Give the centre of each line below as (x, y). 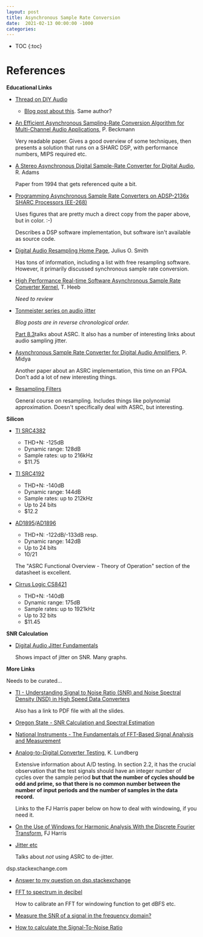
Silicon (15, 419)
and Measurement (38, 741)
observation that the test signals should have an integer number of (98, 771)
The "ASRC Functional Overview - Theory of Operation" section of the (102, 566)
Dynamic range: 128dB (52, 449)
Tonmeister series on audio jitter (55, 311)
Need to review (34, 299)
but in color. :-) (34, 221)
